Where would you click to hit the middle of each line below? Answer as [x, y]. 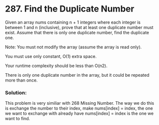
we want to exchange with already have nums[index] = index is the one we [79, 113]
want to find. [18, 119]
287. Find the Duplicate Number [70, 9]
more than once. [21, 80]
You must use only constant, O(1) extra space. [51, 56]
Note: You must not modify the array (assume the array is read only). [73, 47]
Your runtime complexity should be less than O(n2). [56, 66]
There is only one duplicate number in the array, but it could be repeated [77, 75]
